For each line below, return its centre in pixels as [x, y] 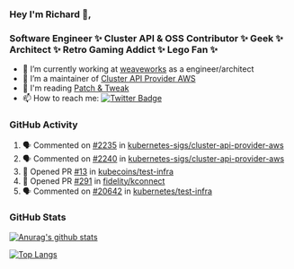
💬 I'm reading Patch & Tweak [76, 88]
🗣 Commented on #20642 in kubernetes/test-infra [117, 191]
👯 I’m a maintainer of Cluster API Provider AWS [109, 79]
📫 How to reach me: [61, 99]
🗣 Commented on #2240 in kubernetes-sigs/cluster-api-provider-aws [153, 158]
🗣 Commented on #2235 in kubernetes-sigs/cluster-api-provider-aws [153, 145]
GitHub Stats [38, 217]
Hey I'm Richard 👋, [50, 14]
